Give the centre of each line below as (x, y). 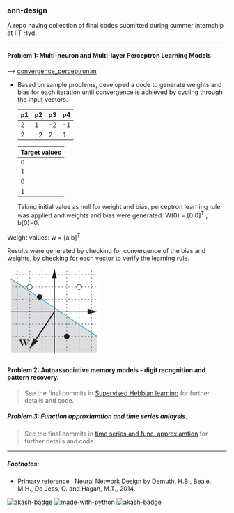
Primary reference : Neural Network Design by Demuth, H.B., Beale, (114, 481)
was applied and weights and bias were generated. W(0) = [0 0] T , (112, 215)
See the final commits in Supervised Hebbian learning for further (117, 393)
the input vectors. (42, 99)
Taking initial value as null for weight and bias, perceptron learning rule (119, 207)
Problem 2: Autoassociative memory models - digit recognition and (107, 370)
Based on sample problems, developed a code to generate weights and (119, 84)
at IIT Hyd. (22, 33)
